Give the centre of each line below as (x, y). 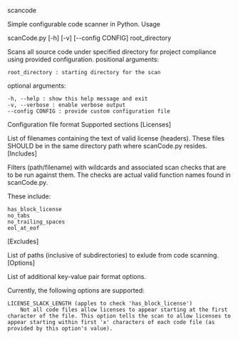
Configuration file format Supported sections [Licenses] (89, 125)
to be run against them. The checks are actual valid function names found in (119, 175)
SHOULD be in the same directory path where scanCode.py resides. (108, 146)
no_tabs (19, 216)
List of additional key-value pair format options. (77, 277)
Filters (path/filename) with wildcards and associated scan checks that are (117, 167)
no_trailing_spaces (36, 222)
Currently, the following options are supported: (76, 290)
